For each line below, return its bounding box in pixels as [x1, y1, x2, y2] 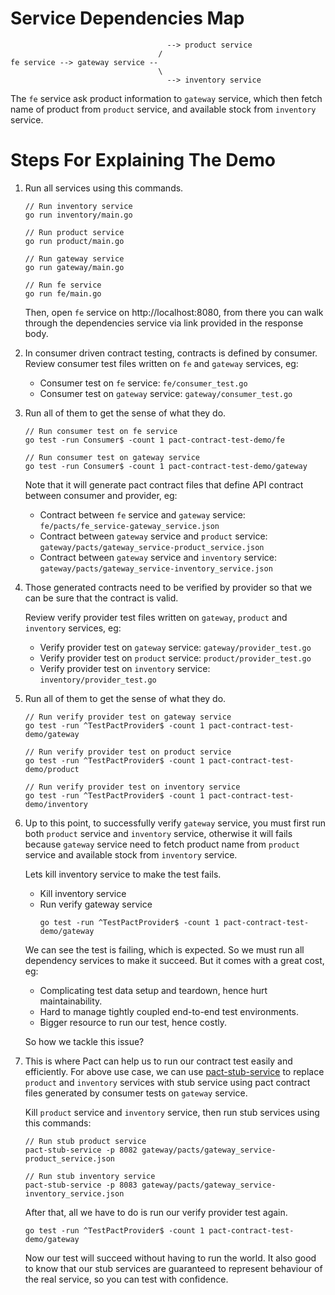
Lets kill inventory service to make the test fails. [24, 868, 222, 880]
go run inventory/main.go [24, 210, 133, 220]
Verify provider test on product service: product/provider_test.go [39, 652, 312, 664]
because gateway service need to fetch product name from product [24, 838, 301, 850]
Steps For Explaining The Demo [10, 149, 276, 172]
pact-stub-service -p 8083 [24, 1180, 138, 1190]
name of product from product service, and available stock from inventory [10, 103, 317, 115]
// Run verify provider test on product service [24, 747, 232, 757]
